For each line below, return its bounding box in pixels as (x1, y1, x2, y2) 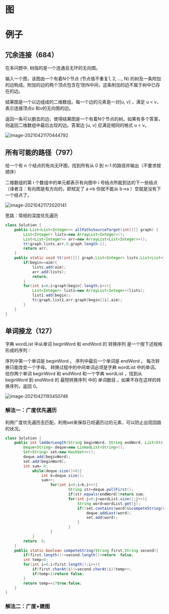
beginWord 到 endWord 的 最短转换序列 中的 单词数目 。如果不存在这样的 (5, 377, 157, 383)
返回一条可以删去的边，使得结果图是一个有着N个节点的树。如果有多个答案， (5, 116, 163, 122)
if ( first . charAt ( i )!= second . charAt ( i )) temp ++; (32, 567, 132, 572)
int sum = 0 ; (23, 463, 49, 468)
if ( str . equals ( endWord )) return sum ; (68, 492, 145, 497)
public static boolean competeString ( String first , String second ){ (14, 548, 158, 553)
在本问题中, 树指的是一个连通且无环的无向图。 (5, 65, 101, 71)
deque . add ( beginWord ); (23, 454, 71, 459)
